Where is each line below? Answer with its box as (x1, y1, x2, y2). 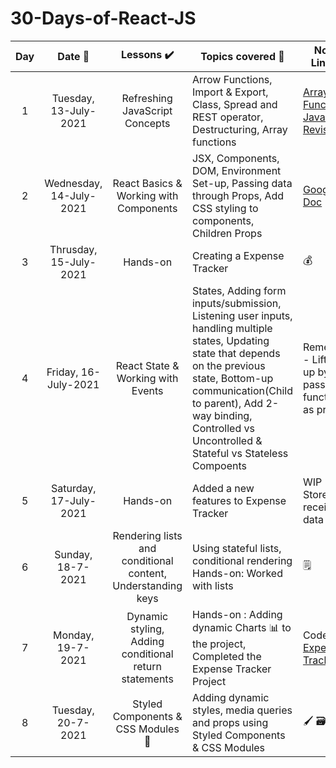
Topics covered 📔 (200, 49, 285, 63)
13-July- (50, 103, 97, 117)
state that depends (191, 346, 281, 360)
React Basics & (112, 176, 183, 190)
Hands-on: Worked (191, 566, 283, 580)
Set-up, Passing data (191, 176, 293, 190)
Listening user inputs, (191, 308, 293, 322)
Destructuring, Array (191, 122, 288, 136)
